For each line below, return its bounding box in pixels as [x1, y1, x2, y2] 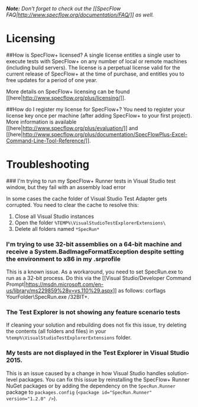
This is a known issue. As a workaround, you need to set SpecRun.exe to [6, 268, 183, 275]
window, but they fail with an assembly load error [6, 183, 126, 191]
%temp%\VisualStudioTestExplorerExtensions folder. [6, 334, 132, 341]
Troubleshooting [6, 158, 90, 171]
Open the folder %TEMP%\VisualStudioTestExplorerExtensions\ [14, 219, 166, 226]
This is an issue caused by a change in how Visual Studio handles [6, 369, 167, 377]
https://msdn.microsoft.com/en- [25, 281, 104, 288]
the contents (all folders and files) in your [6, 328, 106, 335]
